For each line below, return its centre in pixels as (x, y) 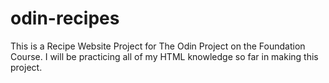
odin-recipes (65, 18)
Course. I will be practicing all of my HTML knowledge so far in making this (164, 56)
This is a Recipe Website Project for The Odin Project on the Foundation (158, 46)
